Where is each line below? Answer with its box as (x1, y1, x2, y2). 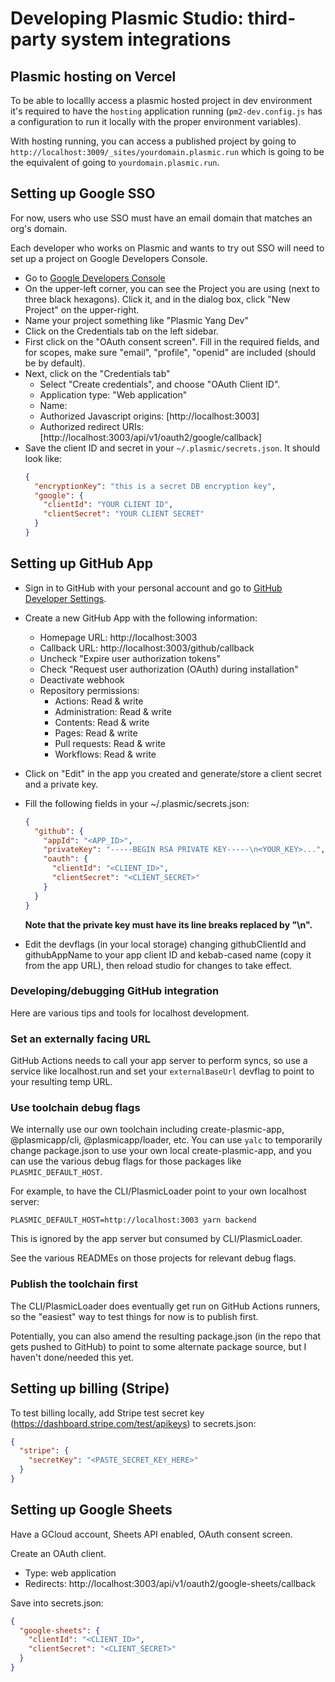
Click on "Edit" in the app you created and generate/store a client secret (24, 767, 322, 779)
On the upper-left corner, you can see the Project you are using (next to (24, 282, 320, 294)
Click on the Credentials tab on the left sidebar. (24, 325, 219, 337)
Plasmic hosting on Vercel (10, 68, 177, 85)
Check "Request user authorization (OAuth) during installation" (39, 663, 299, 675)
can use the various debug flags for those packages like (10, 1155, 242, 1167)
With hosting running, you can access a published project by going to (10, 135, 297, 147)
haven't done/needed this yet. (10, 1351, 134, 1363)
